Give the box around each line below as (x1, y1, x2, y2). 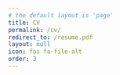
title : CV (8, 19, 41, 27)
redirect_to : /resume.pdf (8, 33, 93, 41)
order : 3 (8, 55, 37, 63)
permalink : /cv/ (8, 26, 61, 34)
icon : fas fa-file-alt (8, 48, 82, 55)
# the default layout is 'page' (8, 11, 114, 20)
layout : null (8, 41, 51, 48)
